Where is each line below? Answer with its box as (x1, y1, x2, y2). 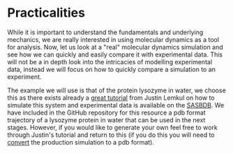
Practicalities (7, 5, 86, 21)
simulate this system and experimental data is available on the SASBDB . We (7, 101, 225, 109)
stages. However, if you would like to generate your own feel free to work (7, 123, 218, 131)
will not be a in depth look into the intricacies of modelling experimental (7, 57, 213, 66)
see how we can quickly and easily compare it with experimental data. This (7, 50, 223, 59)
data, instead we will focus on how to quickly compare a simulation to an (7, 65, 216, 73)
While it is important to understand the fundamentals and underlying (7, 28, 204, 36)
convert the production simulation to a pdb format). (7, 138, 155, 146)
